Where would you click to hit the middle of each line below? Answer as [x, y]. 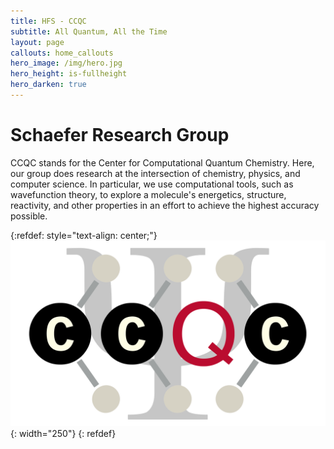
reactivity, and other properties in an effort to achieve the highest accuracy [165, 205]
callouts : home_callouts [62, 53]
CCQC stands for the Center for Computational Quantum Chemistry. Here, [162, 162]
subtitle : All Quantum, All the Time [89, 31]
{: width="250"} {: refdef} [63, 434]
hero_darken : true [48, 85]
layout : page [37, 42]
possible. [29, 216]
